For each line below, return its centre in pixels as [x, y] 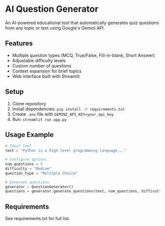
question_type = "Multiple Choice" [41, 173]
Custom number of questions [42, 65]
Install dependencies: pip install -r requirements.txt [69, 109]
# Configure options [26, 160]
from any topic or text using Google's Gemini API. [55, 28]
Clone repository [29, 103]
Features [19, 44]
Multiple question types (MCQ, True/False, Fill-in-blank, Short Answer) [83, 55]
